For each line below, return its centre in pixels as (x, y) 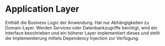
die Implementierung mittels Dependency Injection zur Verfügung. (72, 38)
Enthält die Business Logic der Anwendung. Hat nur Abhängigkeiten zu (77, 23)
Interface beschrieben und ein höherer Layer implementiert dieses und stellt (82, 33)
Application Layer (42, 9)
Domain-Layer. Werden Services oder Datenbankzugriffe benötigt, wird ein (81, 27)
